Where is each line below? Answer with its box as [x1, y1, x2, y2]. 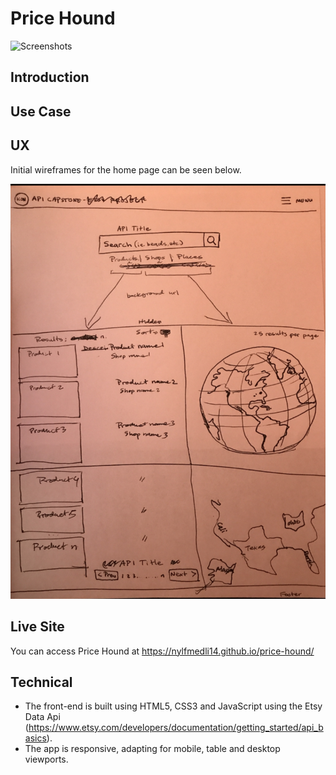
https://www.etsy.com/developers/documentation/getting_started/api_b [28, 722, 324, 734]
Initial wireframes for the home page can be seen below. [10, 163, 242, 176]
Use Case [10, 103, 72, 120]
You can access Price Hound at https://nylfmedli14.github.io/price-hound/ [10, 645, 315, 657]
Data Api [24, 711, 61, 723]
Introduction [10, 69, 90, 86]
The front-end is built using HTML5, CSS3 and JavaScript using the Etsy [24, 700, 323, 712]
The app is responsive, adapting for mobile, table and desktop [24, 743, 281, 755]
